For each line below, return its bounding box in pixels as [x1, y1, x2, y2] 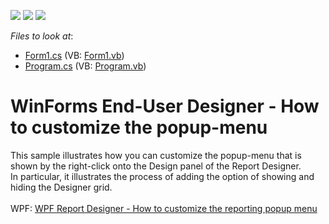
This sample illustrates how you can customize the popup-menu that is [10, 149, 302, 161]
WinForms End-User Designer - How [10, 95, 320, 118]
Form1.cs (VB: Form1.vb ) [24, 50, 125, 61]
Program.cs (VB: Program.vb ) [24, 60, 147, 72]
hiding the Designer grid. [10, 181, 113, 193]
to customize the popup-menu [10, 116, 268, 139]
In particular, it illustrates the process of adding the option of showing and [10, 170, 315, 182]
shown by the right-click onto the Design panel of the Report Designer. [10, 160, 302, 172]
